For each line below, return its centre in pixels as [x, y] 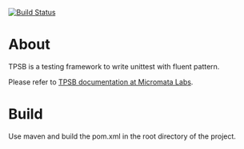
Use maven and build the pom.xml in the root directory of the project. [122, 136]
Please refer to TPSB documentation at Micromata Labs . [101, 82]
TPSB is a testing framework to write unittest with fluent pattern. [114, 66]
